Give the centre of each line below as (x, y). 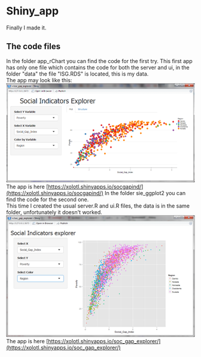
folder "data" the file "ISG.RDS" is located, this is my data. (77, 74)
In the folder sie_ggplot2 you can (145, 193)
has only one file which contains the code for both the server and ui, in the (98, 67)
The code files (33, 46)
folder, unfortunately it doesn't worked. (54, 212)
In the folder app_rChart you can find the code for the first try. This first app (99, 61)
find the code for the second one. (48, 200)
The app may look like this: (39, 80)
